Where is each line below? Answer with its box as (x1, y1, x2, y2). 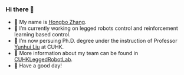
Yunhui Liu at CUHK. (14, 43, 64, 50)
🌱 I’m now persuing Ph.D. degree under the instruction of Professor (14, 37, 178, 45)
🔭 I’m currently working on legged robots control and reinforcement (14, 25, 178, 32)
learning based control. (14, 31, 71, 38)
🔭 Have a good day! (14, 62, 63, 69)
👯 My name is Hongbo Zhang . (14, 19, 87, 26)
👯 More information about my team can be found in (14, 50, 139, 57)
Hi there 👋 (5, 5, 35, 13)
